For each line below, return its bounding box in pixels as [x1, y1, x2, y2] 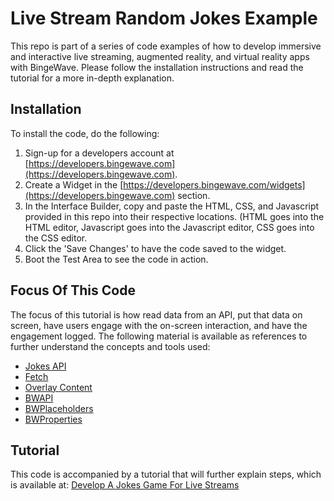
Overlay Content [24, 381, 93, 393]
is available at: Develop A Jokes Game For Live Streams [10, 479, 240, 491]
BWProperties [24, 413, 83, 425]
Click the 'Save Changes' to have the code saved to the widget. [24, 242, 287, 254]
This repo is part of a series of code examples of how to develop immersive [10, 40, 322, 52]
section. [177, 189, 211, 201]
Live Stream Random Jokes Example [10, 7, 318, 30]
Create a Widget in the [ [24, 178, 124, 191]
